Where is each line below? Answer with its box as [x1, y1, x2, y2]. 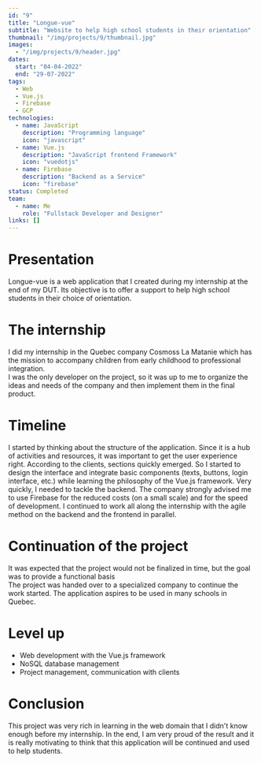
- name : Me [15, 202, 51, 210]
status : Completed [8, 187, 68, 195]
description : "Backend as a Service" [22, 173, 146, 181]
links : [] [8, 217, 41, 225]
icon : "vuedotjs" [22, 158, 79, 166]
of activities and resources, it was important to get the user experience [8, 451, 238, 460]
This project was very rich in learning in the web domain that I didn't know [8, 720, 248, 730]
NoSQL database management [19, 659, 119, 668]
